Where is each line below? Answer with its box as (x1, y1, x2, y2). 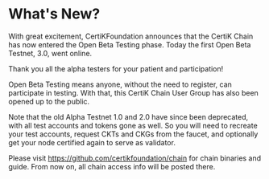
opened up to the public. (8, 96, 90, 106)
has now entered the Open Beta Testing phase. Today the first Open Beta (8, 39, 251, 49)
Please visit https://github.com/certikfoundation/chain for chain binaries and (8, 153, 262, 163)
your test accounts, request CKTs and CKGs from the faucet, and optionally (8, 129, 259, 139)
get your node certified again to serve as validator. (8, 137, 176, 147)
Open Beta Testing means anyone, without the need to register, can (8, 79, 232, 89)
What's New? (8, 5, 101, 23)
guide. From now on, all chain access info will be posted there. (8, 161, 216, 171)
